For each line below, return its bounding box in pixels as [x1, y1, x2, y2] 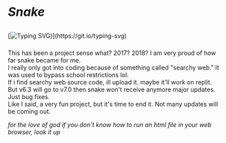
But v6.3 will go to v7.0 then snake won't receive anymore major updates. [8, 85, 216, 93]
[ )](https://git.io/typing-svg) [8, 32, 127, 40]
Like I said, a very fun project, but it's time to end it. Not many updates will [8, 100, 218, 108]
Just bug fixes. [8, 92, 50, 100]
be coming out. [8, 107, 51, 115]
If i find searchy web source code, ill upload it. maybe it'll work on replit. [8, 78, 212, 86]
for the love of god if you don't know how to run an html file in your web [8, 120, 212, 129]
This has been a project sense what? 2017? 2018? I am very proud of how [8, 49, 216, 57]
